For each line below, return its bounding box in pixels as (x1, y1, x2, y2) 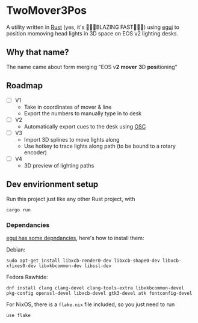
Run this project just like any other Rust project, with (6, 195, 135, 202)
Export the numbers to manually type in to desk (23, 109, 142, 117)
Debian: (6, 246, 26, 253)
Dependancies (6, 220, 50, 229)
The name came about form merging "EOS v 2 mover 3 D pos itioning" (6, 63, 178, 70)
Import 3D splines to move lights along (23, 136, 120, 143)
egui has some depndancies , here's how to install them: (6, 234, 144, 241)
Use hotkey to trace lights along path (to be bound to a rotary (23, 142, 176, 149)
